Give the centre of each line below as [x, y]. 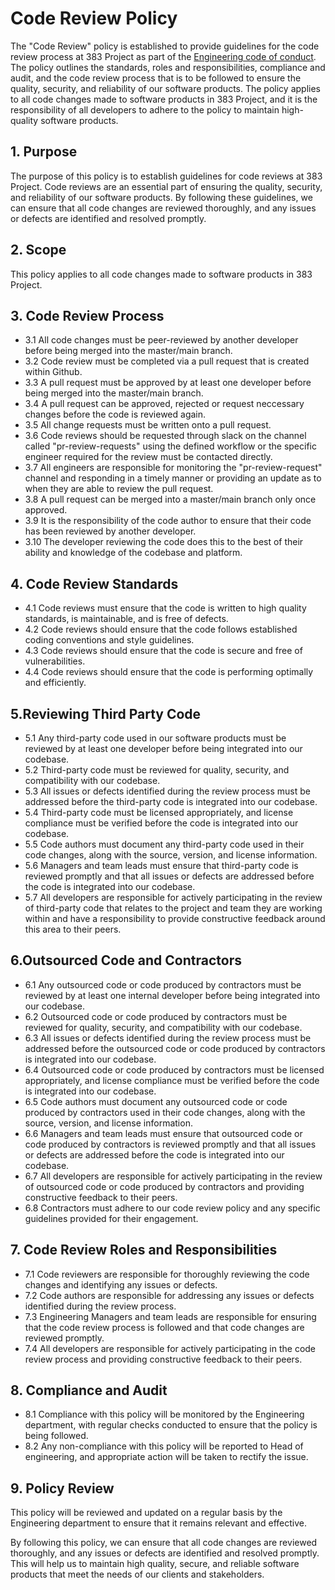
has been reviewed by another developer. [110, 531]
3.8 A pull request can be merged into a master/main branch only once [170, 499]
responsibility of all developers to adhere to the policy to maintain [145, 109]
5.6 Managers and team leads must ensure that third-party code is [161, 865]
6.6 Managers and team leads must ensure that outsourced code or [163, 1133]
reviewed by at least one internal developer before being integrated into [172, 995]
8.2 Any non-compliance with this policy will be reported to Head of [164, 1446]
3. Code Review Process [87, 315]
